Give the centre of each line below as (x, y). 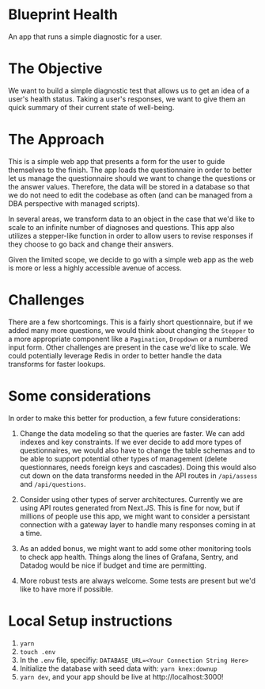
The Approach (56, 140)
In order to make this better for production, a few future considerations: (124, 418)
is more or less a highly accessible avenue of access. (95, 268)
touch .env (38, 652)
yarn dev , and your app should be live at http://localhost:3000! (121, 676)
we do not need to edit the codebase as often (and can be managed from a (131, 195)
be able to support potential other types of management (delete (123, 458)
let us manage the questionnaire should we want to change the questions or (132, 178)
